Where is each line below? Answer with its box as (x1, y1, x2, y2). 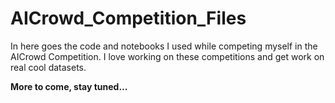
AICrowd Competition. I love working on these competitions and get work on (10, 50, 325, 62)
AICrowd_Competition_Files (10, 7, 247, 30)
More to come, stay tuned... (10, 80, 128, 92)
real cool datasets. (10, 61, 87, 73)
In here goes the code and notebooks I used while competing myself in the (10, 40, 318, 52)
